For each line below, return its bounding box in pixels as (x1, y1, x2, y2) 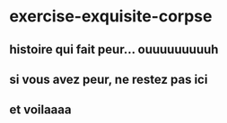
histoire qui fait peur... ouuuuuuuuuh (9, 42, 219, 57)
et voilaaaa (9, 102, 72, 118)
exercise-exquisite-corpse (9, 6, 213, 27)
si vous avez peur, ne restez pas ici (9, 71, 208, 86)
